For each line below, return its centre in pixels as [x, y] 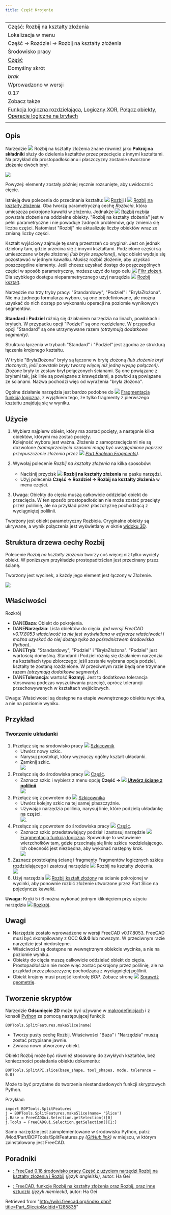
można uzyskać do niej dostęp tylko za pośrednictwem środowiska [83, 639]
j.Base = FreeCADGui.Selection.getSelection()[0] [59, 1118]
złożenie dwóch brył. [27, 165]
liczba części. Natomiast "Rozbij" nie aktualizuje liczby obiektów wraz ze [81, 228]
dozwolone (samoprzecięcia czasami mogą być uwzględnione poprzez [88, 448]
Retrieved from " [22, 1201]
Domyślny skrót [26, 68]
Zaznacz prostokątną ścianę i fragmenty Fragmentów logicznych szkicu [88, 860]
